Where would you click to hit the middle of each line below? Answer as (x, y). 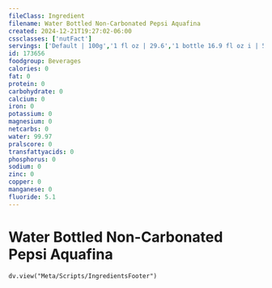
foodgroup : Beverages (45, 62)
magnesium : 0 (30, 122)
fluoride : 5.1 (32, 197)
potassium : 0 (30, 114)
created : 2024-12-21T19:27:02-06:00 (70, 31)
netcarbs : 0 (28, 129)
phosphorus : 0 (32, 159)
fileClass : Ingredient (47, 16)
